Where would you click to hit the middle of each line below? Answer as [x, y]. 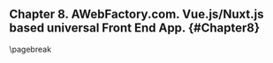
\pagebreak [30, 49]
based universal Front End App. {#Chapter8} [135, 28]
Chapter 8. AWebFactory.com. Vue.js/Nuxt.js [136, 14]
